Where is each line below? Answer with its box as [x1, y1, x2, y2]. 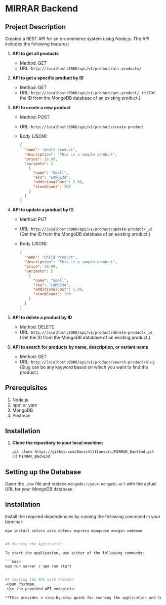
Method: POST [19, 114, 50, 120]
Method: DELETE [19, 324, 54, 330]
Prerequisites [5, 384, 47, 392]
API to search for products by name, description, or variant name [12, 344, 149, 350]
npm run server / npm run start [5, 564, 72, 569]
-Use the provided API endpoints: [5, 586, 77, 591]
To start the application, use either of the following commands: [5, 550, 145, 556]
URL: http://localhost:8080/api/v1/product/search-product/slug [19, 359, 155, 364]
